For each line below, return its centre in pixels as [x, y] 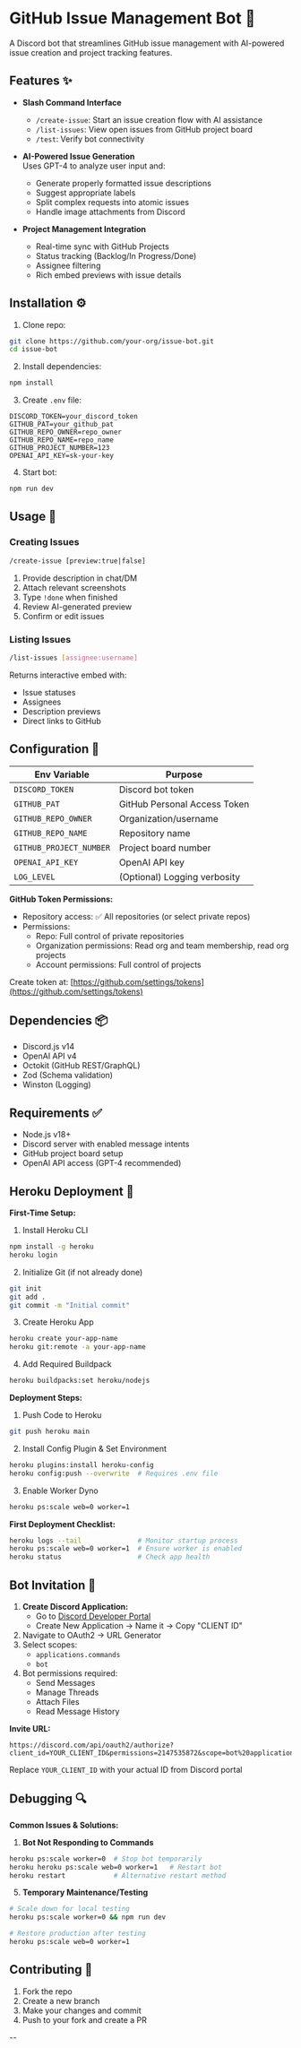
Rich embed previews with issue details [108, 275]
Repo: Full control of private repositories [110, 936]
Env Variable [62, 774]
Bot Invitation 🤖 [53, 1585]
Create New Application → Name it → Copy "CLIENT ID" [139, 1625]
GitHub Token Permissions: [61, 899]
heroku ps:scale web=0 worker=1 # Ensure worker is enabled [126, 1549]
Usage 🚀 [33, 517]
